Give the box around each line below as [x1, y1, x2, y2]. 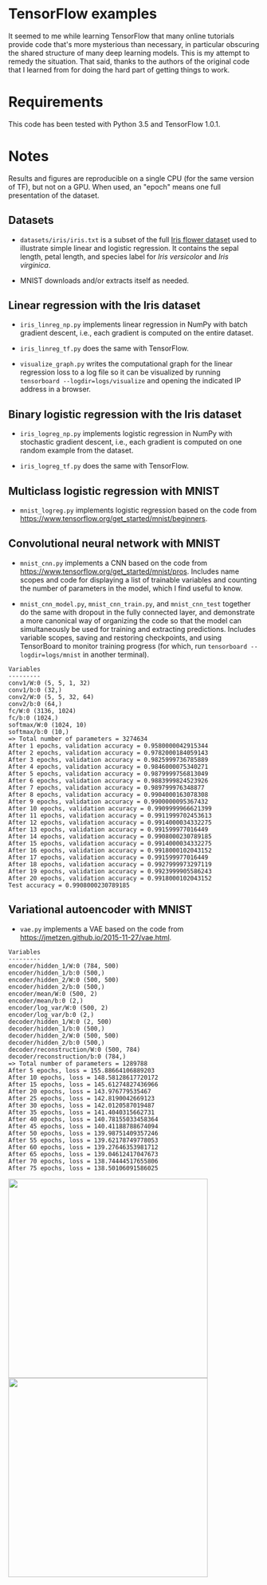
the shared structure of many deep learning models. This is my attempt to [8, 48, 250, 57]
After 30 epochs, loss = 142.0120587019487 [8, 1101, 155, 1109]
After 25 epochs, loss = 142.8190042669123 [8, 1094, 155, 1102]
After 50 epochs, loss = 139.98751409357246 [8, 1129, 159, 1137]
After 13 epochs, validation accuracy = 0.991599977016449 [8, 826, 209, 834]
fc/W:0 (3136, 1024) [8, 707, 77, 715]
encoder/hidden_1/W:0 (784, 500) [8, 962, 120, 970]
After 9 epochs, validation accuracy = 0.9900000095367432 [8, 798, 209, 806]
